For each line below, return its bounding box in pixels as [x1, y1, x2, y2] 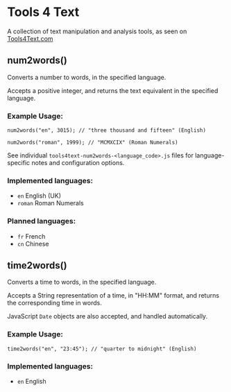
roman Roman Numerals [17, 199, 85, 207]
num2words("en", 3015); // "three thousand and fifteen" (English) [7, 127, 207, 134]
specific [7, 159, 31, 167]
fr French [17, 232, 46, 240]
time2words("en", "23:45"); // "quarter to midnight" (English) [7, 345, 197, 352]
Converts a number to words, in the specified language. [7, 73, 166, 81]
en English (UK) [17, 191, 61, 200]
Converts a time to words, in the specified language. [7, 278, 157, 287]
